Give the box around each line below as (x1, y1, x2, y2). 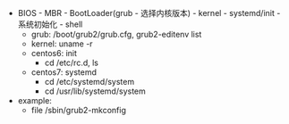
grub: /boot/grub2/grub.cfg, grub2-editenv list (30, 29, 202, 39)
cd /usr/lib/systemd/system (44, 86, 146, 96)
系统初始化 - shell (17, 19, 83, 29)
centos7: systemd (30, 67, 97, 78)
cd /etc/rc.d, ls (44, 57, 98, 68)
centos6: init (30, 48, 78, 58)
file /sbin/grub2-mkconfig (30, 105, 127, 115)
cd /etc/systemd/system (44, 77, 135, 87)
